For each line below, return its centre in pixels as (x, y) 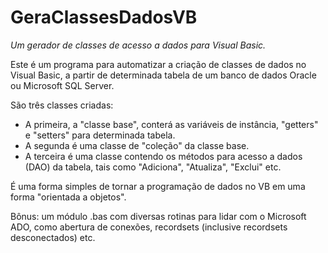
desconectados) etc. (53, 237)
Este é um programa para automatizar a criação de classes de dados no (158, 64)
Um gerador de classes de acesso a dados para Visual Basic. (138, 45)
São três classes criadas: (62, 105)
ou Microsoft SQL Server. (62, 85)
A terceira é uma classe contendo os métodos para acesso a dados (163, 156)
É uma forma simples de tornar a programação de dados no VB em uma (158, 186)
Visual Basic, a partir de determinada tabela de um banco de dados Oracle (163, 75)
